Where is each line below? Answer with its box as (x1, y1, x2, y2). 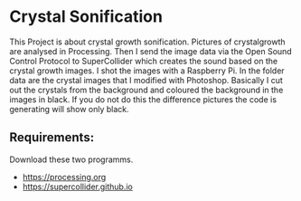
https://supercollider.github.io (22, 181, 133, 192)
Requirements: (9, 129, 95, 146)
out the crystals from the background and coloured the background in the (9, 84, 284, 95)
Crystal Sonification (9, 6, 163, 27)
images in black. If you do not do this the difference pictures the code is (9, 93, 277, 105)
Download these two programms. (9, 154, 134, 165)
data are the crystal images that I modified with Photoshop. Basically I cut (9, 74, 283, 85)
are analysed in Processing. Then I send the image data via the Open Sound (9, 45, 292, 56)
